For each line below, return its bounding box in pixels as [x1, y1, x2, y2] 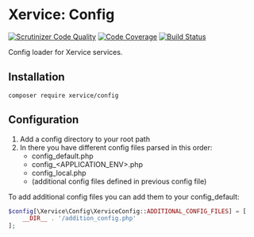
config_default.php [31, 151, 94, 161]
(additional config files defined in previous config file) [31, 177, 207, 186]
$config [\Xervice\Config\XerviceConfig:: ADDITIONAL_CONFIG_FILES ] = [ [8, 207, 247, 216]
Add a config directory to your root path [19, 134, 151, 144]
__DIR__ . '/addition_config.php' [22, 215, 137, 223]
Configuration [8, 113, 79, 126]
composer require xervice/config [8, 91, 119, 99]
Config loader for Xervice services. [8, 47, 123, 56]
